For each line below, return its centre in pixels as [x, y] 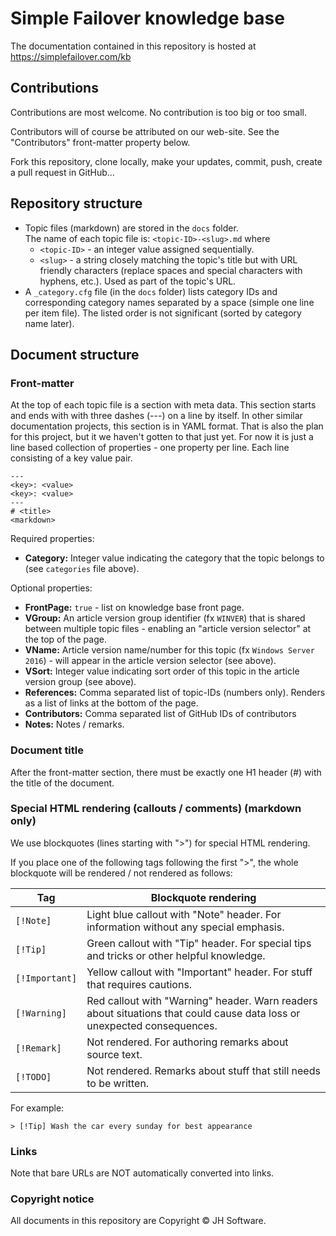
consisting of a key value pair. [71, 458]
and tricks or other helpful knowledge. [176, 955]
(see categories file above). [82, 569]
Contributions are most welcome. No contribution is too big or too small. [159, 112]
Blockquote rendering [203, 897]
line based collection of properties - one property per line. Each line [150, 448]
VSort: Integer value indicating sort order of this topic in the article [162, 671]
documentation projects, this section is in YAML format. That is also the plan [167, 426]
